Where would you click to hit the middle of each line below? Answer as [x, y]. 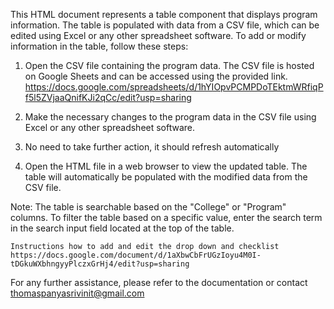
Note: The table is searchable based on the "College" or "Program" [148, 207]
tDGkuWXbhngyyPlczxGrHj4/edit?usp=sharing [100, 264]
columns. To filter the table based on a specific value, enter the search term [166, 217]
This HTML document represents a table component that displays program [164, 14]
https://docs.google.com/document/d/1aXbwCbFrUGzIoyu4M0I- [136, 255]
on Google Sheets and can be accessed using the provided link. [156, 76]
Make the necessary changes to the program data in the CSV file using [170, 117]
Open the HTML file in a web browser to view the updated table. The [166, 166]
